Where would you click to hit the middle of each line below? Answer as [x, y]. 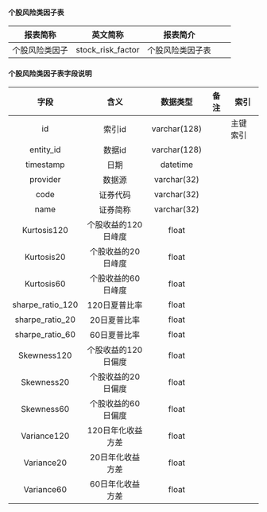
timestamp [45, 165]
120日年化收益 [115, 431]
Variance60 [45, 490]
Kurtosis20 [45, 257]
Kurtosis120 [45, 231]
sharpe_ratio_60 [45, 335]
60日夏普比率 [115, 336]
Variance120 [45, 436]
